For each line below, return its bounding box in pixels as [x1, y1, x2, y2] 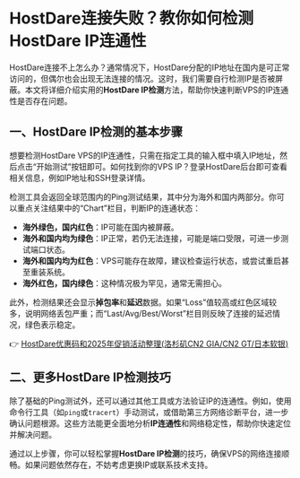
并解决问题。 [9, 429, 56, 439]
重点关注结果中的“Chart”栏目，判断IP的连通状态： [16, 203, 201, 213]
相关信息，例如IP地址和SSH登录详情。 [9, 172, 150, 183]
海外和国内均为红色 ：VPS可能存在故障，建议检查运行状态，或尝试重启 [21, 255, 282, 265]
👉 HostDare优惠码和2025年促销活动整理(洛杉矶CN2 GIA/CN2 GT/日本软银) [9, 338, 289, 349]
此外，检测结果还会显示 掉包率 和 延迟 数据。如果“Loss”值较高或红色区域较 [9, 297, 278, 308]
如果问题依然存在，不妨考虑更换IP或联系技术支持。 [24, 459, 213, 470]
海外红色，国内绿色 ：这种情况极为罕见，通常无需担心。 [21, 277, 227, 288]
